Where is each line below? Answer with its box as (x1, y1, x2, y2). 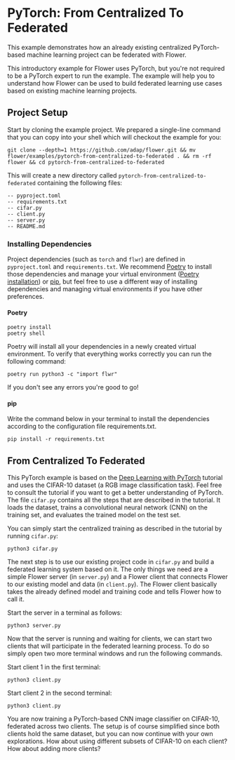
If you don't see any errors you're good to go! (7, 383, 139, 392)
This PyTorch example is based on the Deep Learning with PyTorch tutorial (7, 474, 223, 482)
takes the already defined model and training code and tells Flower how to (7, 587, 222, 596)
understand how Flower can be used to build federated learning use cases (7, 79, 222, 87)
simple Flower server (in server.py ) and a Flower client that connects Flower (7, 573, 228, 581)
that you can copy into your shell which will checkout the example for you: (7, 133, 222, 141)
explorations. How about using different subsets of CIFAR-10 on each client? (7, 737, 228, 745)
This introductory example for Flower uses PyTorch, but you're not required (7, 64, 225, 72)
